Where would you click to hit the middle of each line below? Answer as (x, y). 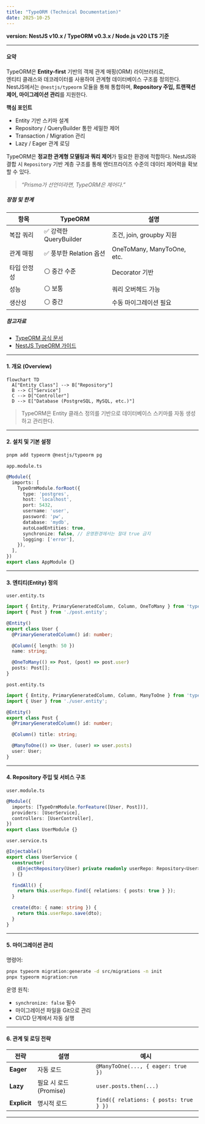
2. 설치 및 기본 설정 (29, 442)
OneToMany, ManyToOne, (149, 249)
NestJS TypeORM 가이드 (46, 346)
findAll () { (27, 885)
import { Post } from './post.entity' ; (57, 612)
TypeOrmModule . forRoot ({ (49, 488)
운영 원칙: (18, 989)
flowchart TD (23, 380)
